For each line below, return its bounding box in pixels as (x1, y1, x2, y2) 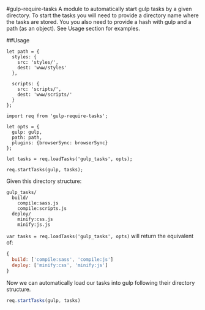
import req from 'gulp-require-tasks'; (6, 113, 108, 119)
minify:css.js (17, 216, 53, 222)
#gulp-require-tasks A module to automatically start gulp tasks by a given (6, 6, 192, 12)
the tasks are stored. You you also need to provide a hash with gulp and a (6, 18, 192, 25)
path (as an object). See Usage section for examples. (6, 25, 141, 32)
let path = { (6, 48, 40, 55)
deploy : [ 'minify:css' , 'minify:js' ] (12, 262, 108, 268)
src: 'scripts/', (17, 86, 62, 92)
